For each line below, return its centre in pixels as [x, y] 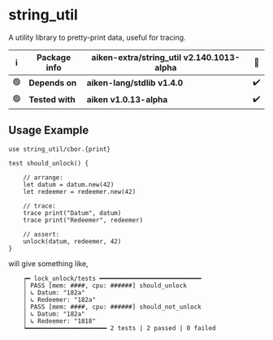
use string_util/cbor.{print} [60, 149]
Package [54, 57]
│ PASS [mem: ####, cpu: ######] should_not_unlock [112, 307]
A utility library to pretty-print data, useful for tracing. [97, 37]
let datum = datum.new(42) [69, 184]
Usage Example [49, 130]
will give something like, [48, 263]
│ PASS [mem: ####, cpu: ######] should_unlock [105, 286]
